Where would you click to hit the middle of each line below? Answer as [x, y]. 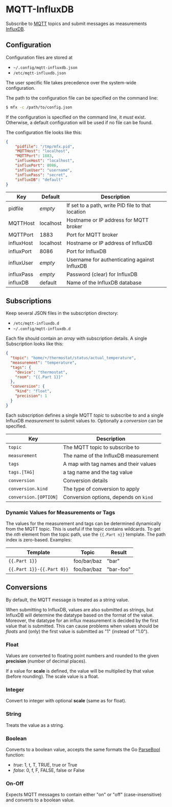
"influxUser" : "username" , [44, 170]
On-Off [15, 784]
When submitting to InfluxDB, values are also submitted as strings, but [80, 609]
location [76, 212]
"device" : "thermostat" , [41, 372]
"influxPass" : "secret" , [41, 175]
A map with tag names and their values [109, 464]
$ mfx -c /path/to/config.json [39, 107]
